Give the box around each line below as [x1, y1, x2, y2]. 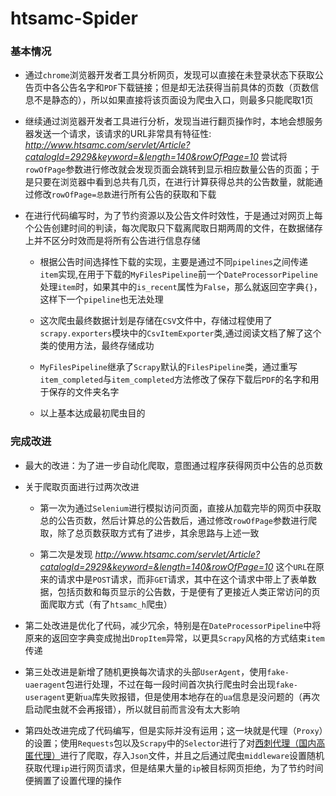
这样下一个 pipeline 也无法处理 [39, 293, 164, 306]
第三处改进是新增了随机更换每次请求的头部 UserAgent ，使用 [24, 665, 268, 677]
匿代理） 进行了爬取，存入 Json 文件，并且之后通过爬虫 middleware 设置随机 [24, 749, 325, 761]
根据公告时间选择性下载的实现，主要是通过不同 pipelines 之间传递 [39, 256, 309, 268]
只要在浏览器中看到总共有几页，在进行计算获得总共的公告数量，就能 [33, 176, 315, 188]
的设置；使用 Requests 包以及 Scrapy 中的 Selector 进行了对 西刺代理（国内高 [24, 737, 326, 749]
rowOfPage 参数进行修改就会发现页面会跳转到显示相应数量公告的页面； [24, 163, 312, 176]
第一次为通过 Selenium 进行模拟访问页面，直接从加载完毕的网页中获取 [39, 502, 322, 514]
